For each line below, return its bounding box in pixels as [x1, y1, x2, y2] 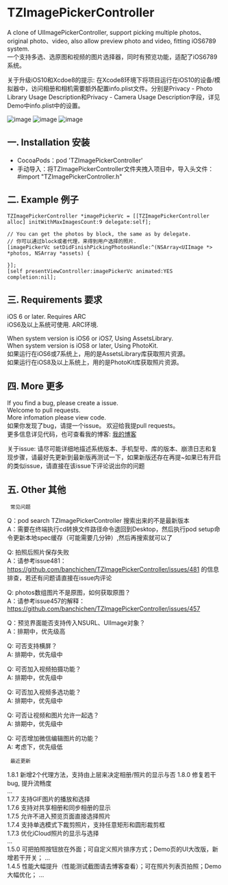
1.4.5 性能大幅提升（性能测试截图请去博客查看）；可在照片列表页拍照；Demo [7, 862, 222, 870]
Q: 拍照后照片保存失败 [7, 548, 70, 556]
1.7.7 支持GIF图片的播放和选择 [7, 795, 90, 803]
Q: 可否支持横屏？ [7, 642, 58, 650]
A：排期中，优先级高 [7, 628, 66, 635]
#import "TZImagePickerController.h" [16, 172, 123, 181]
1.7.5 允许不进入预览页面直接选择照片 [7, 812, 111, 820]
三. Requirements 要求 [7, 294, 103, 305]
